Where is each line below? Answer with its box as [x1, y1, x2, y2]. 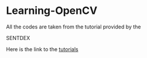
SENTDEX [6, 34, 30, 41]
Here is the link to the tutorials [6, 45, 78, 53]
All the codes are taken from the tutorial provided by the [6, 23, 141, 30]
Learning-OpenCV [6, 4, 98, 17]
